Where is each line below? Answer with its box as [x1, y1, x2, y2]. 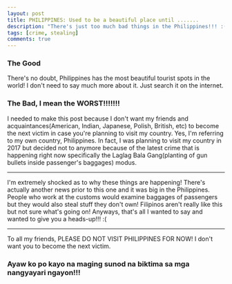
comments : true [7, 36, 51, 43]
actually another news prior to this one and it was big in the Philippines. [7, 185, 211, 194]
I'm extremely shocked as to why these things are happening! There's [7, 178, 206, 186]
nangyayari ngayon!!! [7, 267, 81, 277]
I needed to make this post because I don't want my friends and [7, 114, 188, 123]
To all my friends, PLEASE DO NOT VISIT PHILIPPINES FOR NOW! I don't [7, 234, 213, 243]
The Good [7, 59, 41, 68]
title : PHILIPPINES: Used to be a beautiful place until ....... [7, 17, 199, 23]
